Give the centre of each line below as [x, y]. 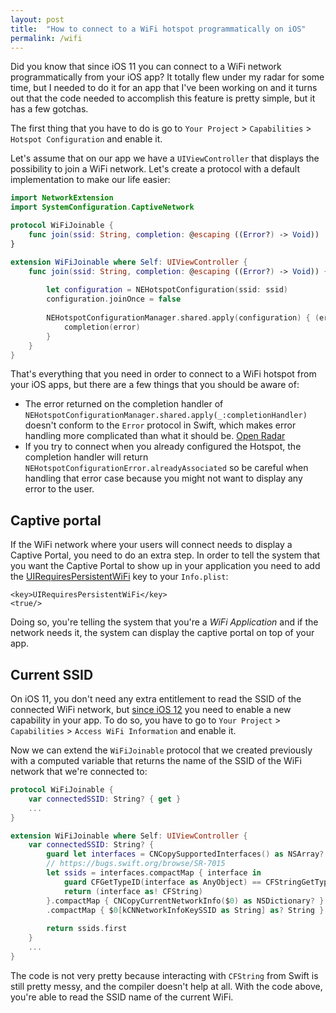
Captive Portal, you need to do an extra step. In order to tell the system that [165, 555]
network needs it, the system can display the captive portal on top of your [162, 633]
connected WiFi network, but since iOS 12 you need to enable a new [151, 709]
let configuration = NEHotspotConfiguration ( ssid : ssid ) [167, 290]
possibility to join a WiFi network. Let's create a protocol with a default [155, 169]
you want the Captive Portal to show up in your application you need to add [165, 566]
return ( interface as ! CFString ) [133, 891]
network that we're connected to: [79, 771]
